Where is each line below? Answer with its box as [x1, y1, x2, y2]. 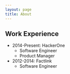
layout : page [5, 7, 32, 12]
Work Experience [5, 30, 59, 38]
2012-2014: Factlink [12, 58, 52, 64]
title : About [5, 12, 32, 17]
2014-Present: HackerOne [12, 42, 65, 49]
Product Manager [19, 53, 55, 59]
